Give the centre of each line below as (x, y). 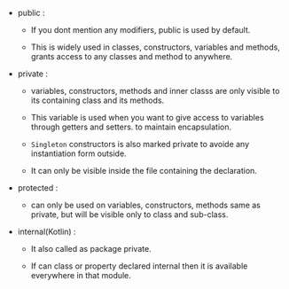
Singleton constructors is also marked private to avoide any (140, 144)
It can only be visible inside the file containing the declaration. (144, 171)
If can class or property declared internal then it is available (139, 266)
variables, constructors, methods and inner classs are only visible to (155, 91)
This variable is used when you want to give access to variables (147, 117)
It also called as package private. (91, 249)
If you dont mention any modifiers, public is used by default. (141, 30)
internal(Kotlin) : (47, 231)
